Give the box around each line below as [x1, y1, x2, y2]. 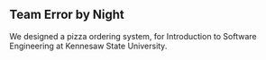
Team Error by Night [9, 7, 124, 22]
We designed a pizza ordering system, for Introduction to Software [9, 30, 257, 41]
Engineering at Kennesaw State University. [9, 40, 168, 51]
